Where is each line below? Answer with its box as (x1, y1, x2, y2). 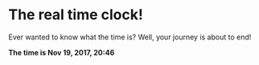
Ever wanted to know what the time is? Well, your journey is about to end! (8, 32, 252, 42)
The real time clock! (8, 6, 143, 24)
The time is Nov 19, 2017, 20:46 (8, 47, 115, 57)
